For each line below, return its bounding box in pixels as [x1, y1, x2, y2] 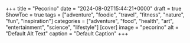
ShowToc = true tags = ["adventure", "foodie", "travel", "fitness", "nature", [5, 11, 185, 18]
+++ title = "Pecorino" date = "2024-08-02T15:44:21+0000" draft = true [5, 5, 182, 12]
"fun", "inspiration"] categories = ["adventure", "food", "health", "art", [5, 18, 174, 24]
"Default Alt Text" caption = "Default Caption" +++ [5, 30, 129, 37]
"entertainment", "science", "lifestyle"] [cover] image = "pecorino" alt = [5, 24, 179, 31]
